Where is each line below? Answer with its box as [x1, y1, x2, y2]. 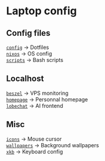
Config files [6, 28, 51, 38]
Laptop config [6, 4, 77, 18]
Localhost [6, 73, 44, 84]
